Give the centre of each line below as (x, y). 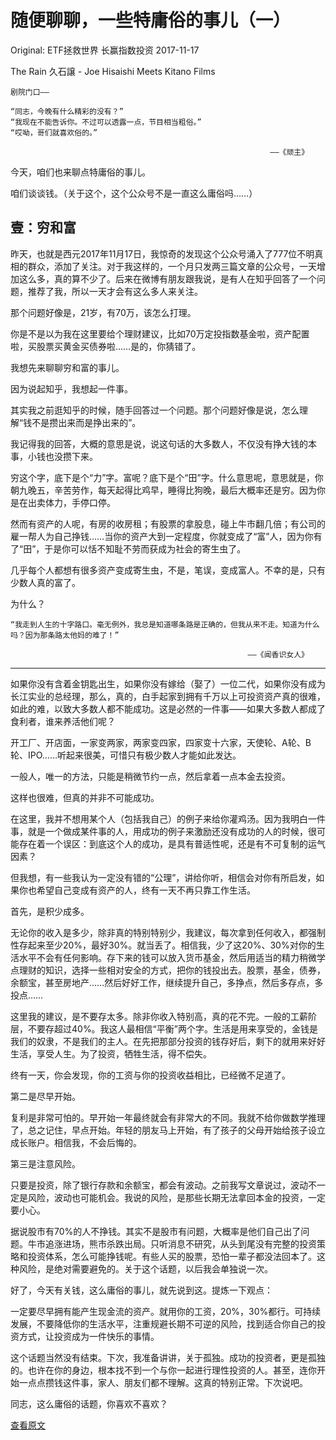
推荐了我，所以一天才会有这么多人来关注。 (115, 291)
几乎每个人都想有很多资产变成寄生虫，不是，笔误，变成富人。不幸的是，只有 (168, 570)
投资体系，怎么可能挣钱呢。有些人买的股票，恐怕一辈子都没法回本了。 (172, 1256)
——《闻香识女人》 (278, 654)
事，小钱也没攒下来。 (54, 456)
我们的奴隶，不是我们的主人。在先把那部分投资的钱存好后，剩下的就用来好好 (168, 1041)
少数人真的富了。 (45, 582)
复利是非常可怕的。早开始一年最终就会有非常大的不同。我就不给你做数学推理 (168, 1117)
